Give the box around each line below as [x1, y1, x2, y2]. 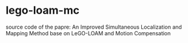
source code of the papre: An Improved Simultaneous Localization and [5, 23, 183, 30]
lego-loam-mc [5, 4, 80, 17]
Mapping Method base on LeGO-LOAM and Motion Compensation [5, 29, 171, 36]
